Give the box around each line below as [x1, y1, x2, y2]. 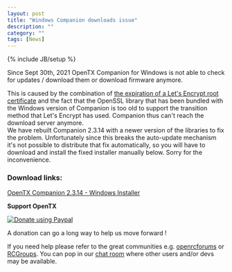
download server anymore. [7, 119, 84, 127]
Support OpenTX [7, 202, 57, 210]
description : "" [7, 23, 54, 30]
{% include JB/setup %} [7, 55, 76, 63]
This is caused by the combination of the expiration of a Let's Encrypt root [7, 90, 220, 98]
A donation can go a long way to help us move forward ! [7, 229, 167, 237]
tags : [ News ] [7, 36, 45, 43]
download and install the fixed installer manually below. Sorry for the [7, 148, 203, 157]
